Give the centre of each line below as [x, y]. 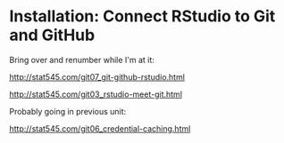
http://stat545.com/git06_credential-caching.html [100, 128]
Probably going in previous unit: [68, 111]
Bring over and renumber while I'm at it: [82, 60]
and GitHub [52, 35]
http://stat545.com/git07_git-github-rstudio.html [97, 76]
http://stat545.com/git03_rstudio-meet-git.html [96, 94]
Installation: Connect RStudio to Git [142, 16]
